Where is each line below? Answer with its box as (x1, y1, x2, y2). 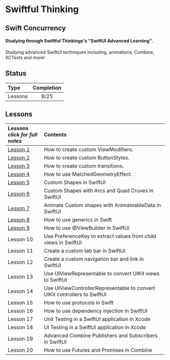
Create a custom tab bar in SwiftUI (44, 247, 125, 254)
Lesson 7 (8, 205, 30, 212)
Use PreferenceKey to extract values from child (44, 233, 156, 240)
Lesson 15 (8, 299, 33, 306)
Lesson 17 (8, 315, 33, 323)
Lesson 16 (8, 307, 33, 314)
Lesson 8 (8, 216, 30, 223)
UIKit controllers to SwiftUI (44, 291, 107, 298)
